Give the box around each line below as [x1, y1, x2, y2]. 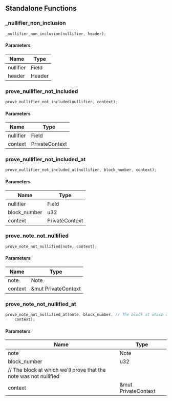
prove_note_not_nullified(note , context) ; [5, 244, 97, 249]
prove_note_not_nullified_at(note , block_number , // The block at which [5, 312, 164, 317]
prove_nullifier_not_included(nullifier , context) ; [5, 100, 118, 105]
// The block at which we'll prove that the [8, 367, 106, 374]
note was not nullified [8, 373, 60, 380]
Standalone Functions [5, 4, 77, 13]
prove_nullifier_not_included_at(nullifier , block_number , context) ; [5, 167, 157, 173]
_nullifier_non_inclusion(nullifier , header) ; [5, 31, 106, 36]
